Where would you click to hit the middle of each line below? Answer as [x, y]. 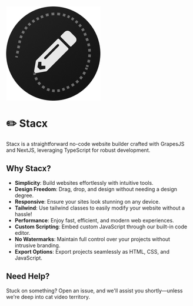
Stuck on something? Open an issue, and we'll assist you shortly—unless [94, 290]
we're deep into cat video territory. [48, 297]
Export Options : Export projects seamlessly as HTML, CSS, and [92, 251]
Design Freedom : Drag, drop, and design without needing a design [96, 189]
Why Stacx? [29, 169]
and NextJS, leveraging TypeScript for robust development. [78, 150]
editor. [22, 232]
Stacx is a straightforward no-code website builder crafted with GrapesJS [95, 144]
